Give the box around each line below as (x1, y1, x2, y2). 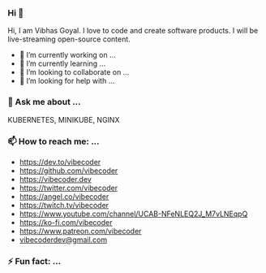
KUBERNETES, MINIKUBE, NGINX (7, 115, 120, 124)
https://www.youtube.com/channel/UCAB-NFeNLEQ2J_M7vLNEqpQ (19, 209, 248, 219)
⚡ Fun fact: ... (7, 255, 62, 266)
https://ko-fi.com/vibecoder (19, 217, 113, 227)
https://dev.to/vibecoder (19, 157, 101, 167)
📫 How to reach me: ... (7, 136, 100, 147)
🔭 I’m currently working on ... (19, 50, 116, 60)
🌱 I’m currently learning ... (19, 58, 106, 68)
